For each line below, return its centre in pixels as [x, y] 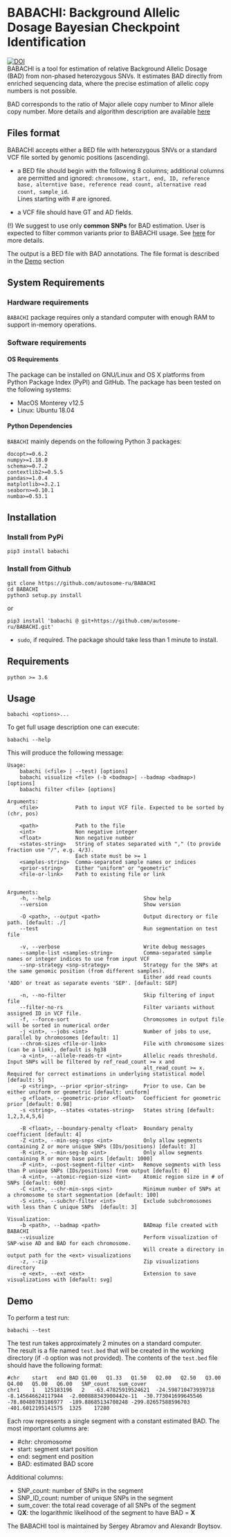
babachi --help [29, 740]
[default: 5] [26, 1080]
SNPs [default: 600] [37, 1183]
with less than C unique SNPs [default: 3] [72, 1207]
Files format [34, 133]
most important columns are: [48, 1428]
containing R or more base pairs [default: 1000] [80, 1159]
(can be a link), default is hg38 [57, 1050]
